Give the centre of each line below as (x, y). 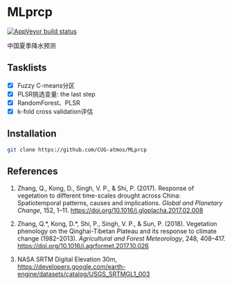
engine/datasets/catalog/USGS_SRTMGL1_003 (83, 274)
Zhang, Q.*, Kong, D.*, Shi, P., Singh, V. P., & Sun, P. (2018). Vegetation (117, 223)
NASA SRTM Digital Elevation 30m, (67, 259)
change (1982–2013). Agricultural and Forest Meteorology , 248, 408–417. (121, 238)
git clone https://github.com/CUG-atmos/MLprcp (77, 150)
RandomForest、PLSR (49, 103)
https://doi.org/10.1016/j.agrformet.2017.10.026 (83, 245)
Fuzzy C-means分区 (46, 85)
